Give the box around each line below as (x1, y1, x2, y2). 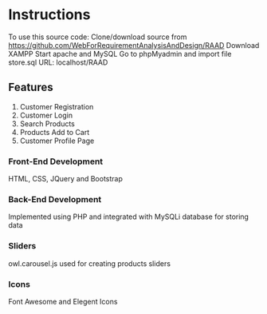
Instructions (8, 6, 91, 24)
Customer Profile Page (19, 136, 95, 145)
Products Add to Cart (19, 127, 90, 137)
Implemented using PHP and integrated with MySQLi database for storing (8, 212, 249, 221)
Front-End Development (8, 156, 104, 167)
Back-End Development (8, 193, 102, 205)
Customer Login (19, 110, 73, 120)
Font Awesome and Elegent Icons (8, 296, 118, 306)
